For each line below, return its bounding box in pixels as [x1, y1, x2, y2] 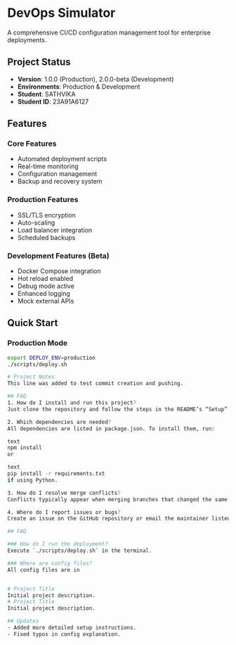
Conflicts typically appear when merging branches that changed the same [7, 496, 228, 503]
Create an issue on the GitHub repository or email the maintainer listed [7, 515, 231, 522]
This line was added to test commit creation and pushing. [7, 380, 184, 387]
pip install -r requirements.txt [7, 470, 105, 477]
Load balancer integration [17, 225, 93, 234]
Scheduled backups [17, 233, 76, 242]
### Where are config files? [7, 560, 93, 567]
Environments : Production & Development [17, 82, 140, 91]
